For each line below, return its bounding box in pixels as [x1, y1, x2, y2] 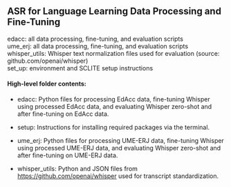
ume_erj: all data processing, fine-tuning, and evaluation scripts [7, 41, 189, 50]
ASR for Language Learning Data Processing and [7, 6, 221, 17]
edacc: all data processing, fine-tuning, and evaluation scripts [7, 35, 183, 43]
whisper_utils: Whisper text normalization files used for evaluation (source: [7, 49, 220, 57]
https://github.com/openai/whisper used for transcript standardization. [17, 172, 219, 180]
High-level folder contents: [7, 79, 86, 88]
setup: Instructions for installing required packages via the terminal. [17, 124, 210, 132]
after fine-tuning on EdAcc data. [17, 110, 109, 118]
